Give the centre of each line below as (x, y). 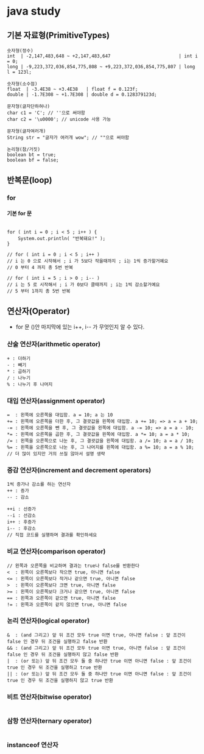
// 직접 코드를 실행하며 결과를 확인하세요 (52, 535)
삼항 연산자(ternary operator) (49, 721)
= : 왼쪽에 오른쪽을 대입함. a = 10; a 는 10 (60, 415)
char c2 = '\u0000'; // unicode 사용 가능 (59, 119)
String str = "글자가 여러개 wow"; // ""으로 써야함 (68, 138)
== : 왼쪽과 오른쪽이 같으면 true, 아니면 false (62, 598)
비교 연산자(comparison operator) (56, 552)
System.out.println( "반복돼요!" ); (62, 238)
